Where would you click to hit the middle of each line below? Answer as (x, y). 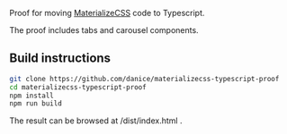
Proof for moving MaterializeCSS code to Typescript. (107, 13)
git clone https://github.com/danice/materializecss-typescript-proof (144, 79)
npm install (31, 96)
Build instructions (60, 59)
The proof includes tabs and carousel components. (104, 30)
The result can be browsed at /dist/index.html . (96, 121)
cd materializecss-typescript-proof (78, 87)
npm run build (36, 104)
